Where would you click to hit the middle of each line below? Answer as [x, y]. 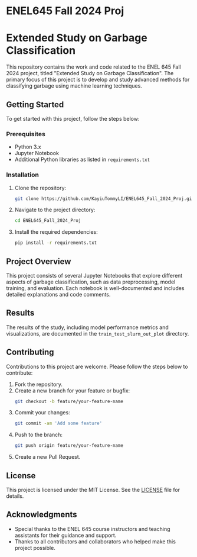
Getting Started [35, 104]
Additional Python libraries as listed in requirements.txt [82, 160]
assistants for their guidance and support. [65, 535]
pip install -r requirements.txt [56, 243]
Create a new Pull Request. [47, 457]
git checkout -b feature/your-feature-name [69, 401]
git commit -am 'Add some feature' [58, 424]
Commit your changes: [42, 413]
